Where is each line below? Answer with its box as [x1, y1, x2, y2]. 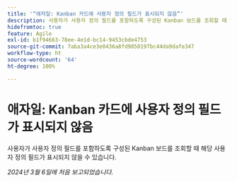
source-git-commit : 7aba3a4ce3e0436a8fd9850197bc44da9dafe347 [7, 43, 195, 50]
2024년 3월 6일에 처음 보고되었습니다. [7, 167, 114, 176]
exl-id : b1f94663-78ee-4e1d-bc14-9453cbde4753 [7, 37, 147, 44]
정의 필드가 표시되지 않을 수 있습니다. [14, 152, 117, 161]
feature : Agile [7, 30, 52, 37]
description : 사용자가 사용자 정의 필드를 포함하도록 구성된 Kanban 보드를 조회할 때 [7, 17, 227, 24]
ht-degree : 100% [7, 63, 55, 70]
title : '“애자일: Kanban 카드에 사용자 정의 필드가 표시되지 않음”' [7, 10, 184, 18]
